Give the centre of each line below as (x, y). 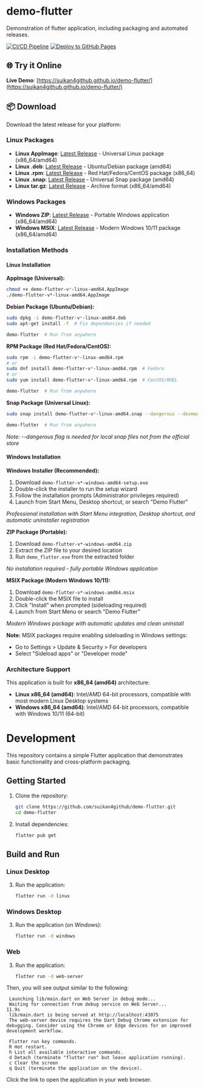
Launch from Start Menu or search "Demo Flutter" (78, 612)
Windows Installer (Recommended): (53, 470)
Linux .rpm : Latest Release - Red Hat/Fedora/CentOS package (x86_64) (105, 173)
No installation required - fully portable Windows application (82, 568)
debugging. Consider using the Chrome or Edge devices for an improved (99, 1026)
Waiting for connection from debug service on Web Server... (88, 1004)
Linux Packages (30, 140)
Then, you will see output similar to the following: (68, 988)
